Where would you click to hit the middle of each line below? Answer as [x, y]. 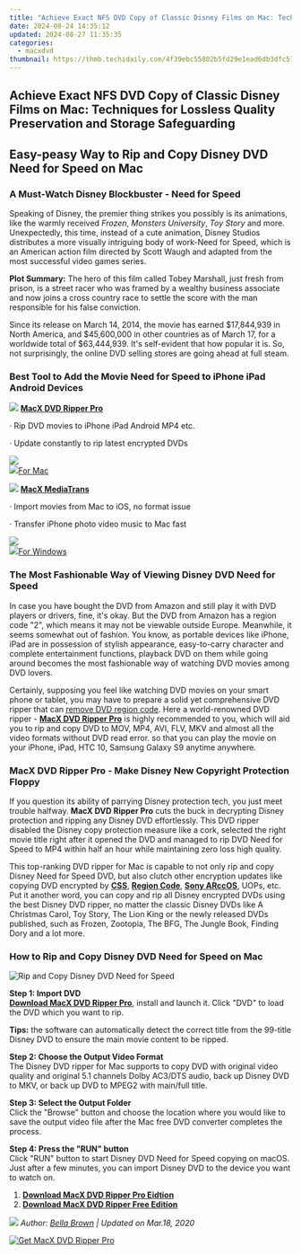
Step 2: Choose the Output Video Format [86, 1057]
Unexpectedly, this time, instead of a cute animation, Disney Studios [135, 233]
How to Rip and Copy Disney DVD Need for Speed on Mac [136, 956]
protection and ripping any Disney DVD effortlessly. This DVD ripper [134, 820]
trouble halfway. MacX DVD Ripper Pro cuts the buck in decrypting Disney [147, 810]
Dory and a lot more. [47, 933]
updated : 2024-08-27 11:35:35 [66, 34]
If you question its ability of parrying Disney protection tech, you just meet [146, 801]
